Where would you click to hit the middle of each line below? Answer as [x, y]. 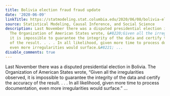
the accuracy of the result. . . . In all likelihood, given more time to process [82, 83]
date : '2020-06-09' [26, 15]
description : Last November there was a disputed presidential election [83, 29]
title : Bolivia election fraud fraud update [53, 10]
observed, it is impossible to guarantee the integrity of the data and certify [83, 77]
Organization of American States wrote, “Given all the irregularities [75, 72]
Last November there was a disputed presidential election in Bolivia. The [80, 67]
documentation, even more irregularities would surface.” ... [67, 88]
